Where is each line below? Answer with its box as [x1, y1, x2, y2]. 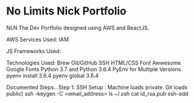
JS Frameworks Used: [6, 47, 61, 55]
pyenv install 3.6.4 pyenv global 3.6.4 [6, 72, 99, 79]
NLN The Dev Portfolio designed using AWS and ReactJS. [6, 24, 149, 31]
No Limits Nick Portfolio [6, 4, 127, 18]
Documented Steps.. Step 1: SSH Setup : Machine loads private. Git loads [6, 83, 188, 91]
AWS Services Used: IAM [6, 36, 69, 43]
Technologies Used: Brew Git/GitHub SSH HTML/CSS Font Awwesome [6, 59, 181, 66]
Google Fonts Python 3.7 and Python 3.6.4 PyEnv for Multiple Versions [6, 65, 181, 73]
